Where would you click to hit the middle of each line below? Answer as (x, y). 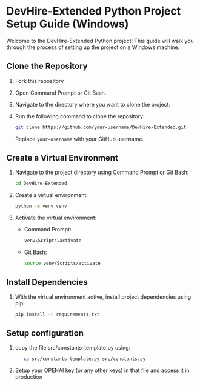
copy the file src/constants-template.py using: (73, 348)
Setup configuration (45, 334)
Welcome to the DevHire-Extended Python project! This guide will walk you (100, 41)
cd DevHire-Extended (41, 184)
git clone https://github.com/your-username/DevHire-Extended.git (101, 127)
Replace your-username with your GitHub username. (79, 139)
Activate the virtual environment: (56, 218)
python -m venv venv (41, 206)
